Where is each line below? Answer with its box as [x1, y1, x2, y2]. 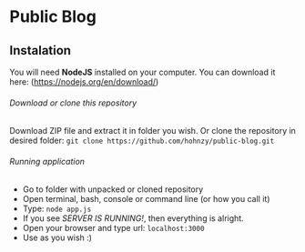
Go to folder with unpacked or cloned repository [22, 184, 204, 195]
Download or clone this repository [9, 97, 137, 108]
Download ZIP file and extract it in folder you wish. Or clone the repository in [9, 126, 296, 136]
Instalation [9, 43, 71, 58]
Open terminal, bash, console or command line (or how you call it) [22, 194, 270, 205]
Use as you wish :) [22, 232, 93, 243]
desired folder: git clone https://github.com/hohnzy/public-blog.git [9, 135, 275, 146]
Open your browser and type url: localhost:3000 [22, 223, 205, 234]
